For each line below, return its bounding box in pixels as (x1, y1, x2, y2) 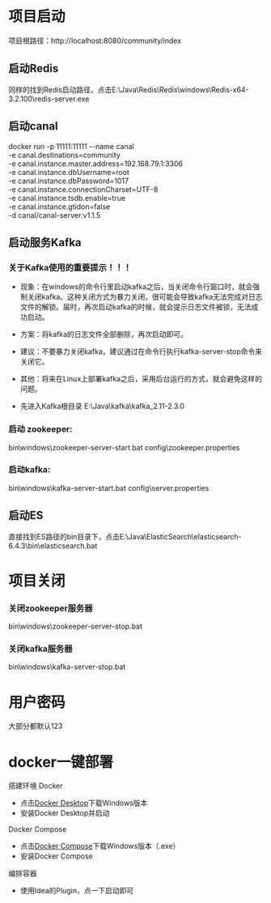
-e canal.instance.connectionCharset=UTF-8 (8, 184, 159, 194)
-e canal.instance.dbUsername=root (8, 167, 129, 177)
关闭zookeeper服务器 (8, 603, 93, 614)
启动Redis (8, 62, 59, 75)
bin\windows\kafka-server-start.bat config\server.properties (8, 483, 210, 492)
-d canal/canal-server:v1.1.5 (8, 210, 101, 219)
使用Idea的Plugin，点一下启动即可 (19, 886, 134, 896)
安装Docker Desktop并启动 (19, 808, 110, 818)
